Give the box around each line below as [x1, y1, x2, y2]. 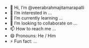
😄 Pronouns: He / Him [9, 33, 56, 39]
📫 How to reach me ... [9, 26, 56, 31]
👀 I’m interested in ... [9, 10, 52, 16]
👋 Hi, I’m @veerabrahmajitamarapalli [9, 5, 85, 10]
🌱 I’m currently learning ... [9, 15, 63, 21]
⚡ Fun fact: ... [9, 38, 37, 44]
